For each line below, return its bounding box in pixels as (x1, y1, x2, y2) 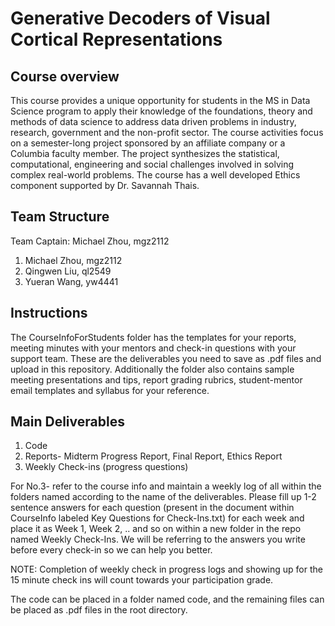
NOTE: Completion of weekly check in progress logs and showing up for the (10, 563, 323, 576)
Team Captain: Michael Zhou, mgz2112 (10, 235, 170, 247)
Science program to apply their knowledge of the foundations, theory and (10, 105, 313, 117)
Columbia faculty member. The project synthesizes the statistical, (10, 148, 280, 159)
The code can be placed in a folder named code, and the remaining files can (10, 593, 325, 606)
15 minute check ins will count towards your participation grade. (10, 574, 274, 586)
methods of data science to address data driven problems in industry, (10, 116, 297, 127)
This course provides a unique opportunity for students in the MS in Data (10, 95, 311, 106)
